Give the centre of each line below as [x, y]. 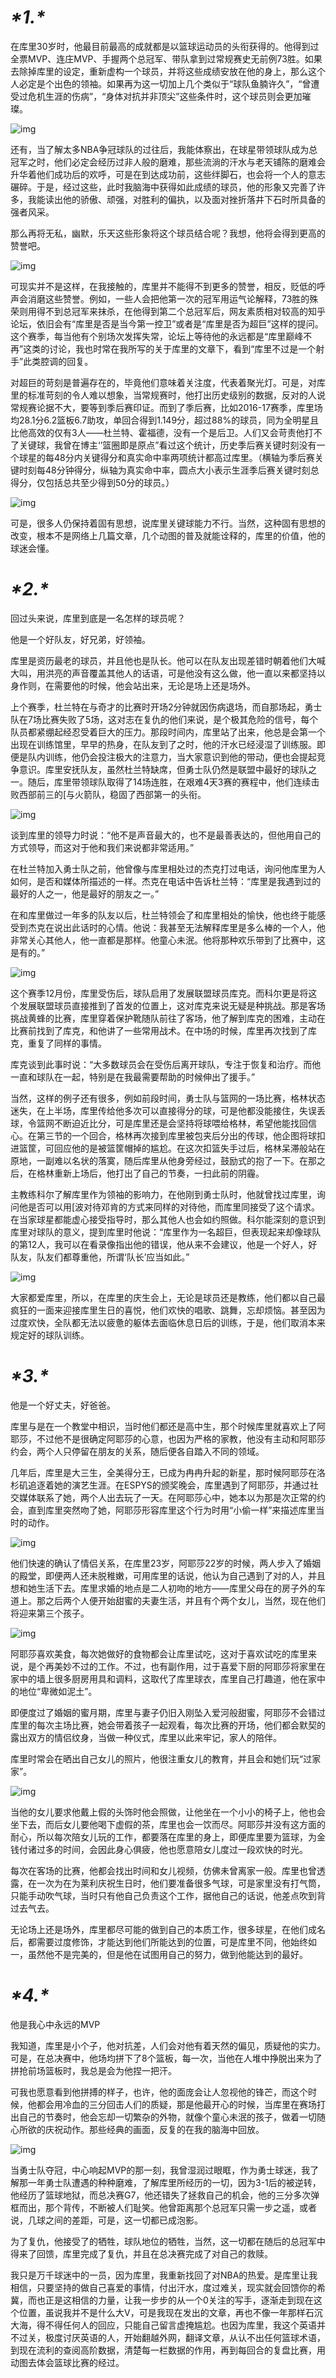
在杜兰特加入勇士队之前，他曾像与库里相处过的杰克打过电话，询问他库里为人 [168, 868]
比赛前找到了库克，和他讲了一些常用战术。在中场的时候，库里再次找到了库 [163, 1030]
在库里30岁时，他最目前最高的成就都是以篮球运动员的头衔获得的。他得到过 [165, 46]
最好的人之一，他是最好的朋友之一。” [85, 893]
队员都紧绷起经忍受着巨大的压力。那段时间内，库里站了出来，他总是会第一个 [168, 732]
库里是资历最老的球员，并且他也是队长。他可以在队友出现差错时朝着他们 [159, 660]
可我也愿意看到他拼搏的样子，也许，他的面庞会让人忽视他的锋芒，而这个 [159, 2092]
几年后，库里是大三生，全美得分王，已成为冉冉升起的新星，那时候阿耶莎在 [163, 1472]
